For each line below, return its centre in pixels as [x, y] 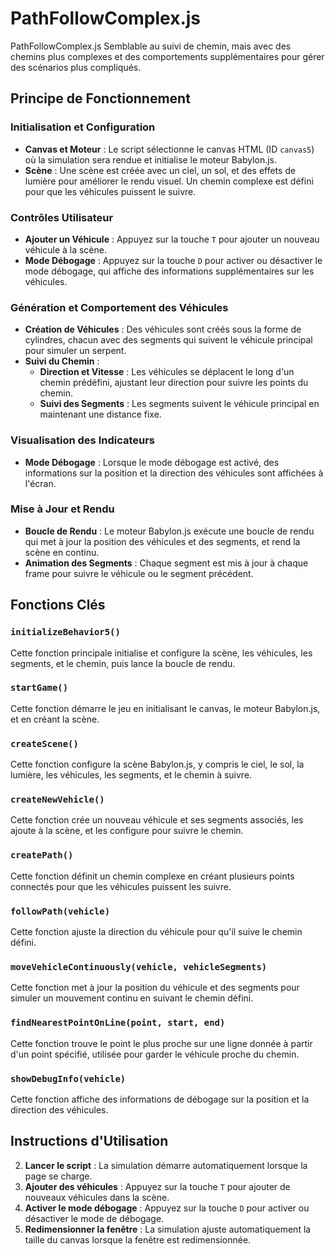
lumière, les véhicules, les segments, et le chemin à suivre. [131, 775]
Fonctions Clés [58, 605]
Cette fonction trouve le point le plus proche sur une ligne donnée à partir [161, 1043]
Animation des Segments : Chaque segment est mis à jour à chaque [166, 563]
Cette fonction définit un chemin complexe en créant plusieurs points [152, 876]
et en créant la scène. [55, 719]
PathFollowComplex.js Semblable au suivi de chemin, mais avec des [151, 46]
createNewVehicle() [57, 800]
